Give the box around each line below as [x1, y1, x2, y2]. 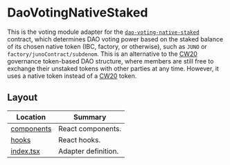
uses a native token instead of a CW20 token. [7, 71, 137, 80]
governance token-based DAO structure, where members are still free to [7, 57, 214, 65]
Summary [73, 112, 107, 122]
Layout [7, 92, 38, 104]
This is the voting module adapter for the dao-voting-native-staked [7, 28, 200, 36]
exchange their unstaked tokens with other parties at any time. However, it [7, 64, 220, 72]
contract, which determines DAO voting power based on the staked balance [7, 35, 224, 43]
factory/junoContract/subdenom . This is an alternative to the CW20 [7, 50, 197, 58]
